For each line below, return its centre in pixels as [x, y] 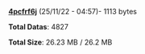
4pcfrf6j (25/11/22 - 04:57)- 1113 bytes [72, 12]
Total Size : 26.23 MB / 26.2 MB [60, 42]
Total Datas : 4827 [38, 27]
